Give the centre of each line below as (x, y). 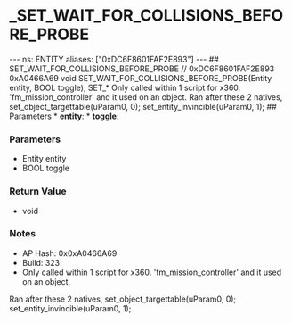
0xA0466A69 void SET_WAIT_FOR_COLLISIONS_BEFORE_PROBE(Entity (141, 78)
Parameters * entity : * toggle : (64, 116)
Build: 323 (41, 262)
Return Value (38, 191)
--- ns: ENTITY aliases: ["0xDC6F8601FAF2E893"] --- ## (114, 59)
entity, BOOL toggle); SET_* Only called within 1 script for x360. (125, 87)
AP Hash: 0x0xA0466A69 (69, 253)
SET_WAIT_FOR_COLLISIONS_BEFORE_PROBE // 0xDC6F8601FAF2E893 (142, 69)
